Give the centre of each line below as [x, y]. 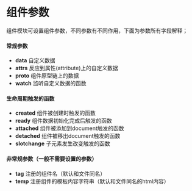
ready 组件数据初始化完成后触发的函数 [64, 121]
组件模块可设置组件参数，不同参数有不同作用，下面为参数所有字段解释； [97, 31]
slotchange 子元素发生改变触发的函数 [62, 143]
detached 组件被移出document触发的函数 [68, 136]
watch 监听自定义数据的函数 [51, 84]
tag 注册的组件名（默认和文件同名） [60, 173]
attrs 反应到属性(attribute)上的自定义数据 [67, 68]
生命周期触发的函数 [30, 98]
